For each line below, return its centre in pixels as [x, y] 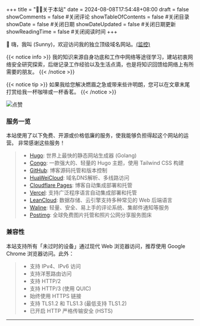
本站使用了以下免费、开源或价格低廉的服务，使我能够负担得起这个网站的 [95, 136]
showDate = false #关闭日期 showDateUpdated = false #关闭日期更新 [91, 24]
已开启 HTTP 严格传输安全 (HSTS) [71, 311]
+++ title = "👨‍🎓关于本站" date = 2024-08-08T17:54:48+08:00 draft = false [98, 9]
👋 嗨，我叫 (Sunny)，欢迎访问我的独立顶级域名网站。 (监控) [78, 44]
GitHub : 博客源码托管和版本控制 [68, 170]
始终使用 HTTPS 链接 [55, 296]
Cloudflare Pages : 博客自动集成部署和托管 [81, 185]
